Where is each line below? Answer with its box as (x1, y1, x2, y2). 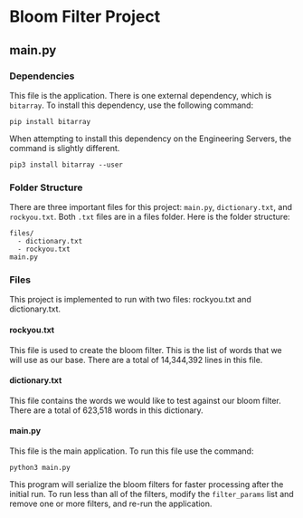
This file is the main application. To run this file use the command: (9, 446, 254, 456)
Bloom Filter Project (9, 6, 161, 27)
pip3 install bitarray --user (9, 160, 124, 169)
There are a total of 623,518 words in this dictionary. (9, 405, 204, 416)
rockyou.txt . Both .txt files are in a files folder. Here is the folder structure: (9, 211, 291, 223)
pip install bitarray (9, 117, 91, 126)
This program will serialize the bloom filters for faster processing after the (9, 479, 284, 490)
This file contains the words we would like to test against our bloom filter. (9, 395, 282, 406)
